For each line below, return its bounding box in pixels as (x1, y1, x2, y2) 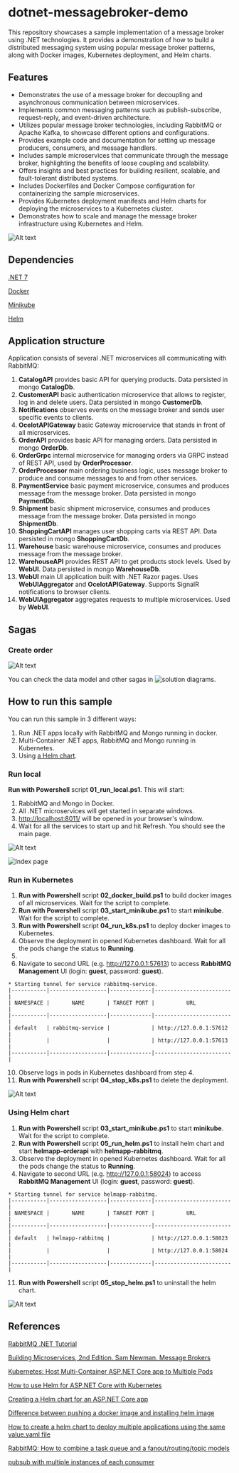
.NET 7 (8, 273, 28, 281)
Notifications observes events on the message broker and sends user (18, 406, 225, 414)
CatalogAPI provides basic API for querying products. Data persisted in (18, 376, 228, 384)
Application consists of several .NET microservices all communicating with (8, 354, 227, 363)
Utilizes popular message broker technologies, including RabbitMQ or (18, 121, 223, 129)
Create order (8, 645, 53, 655)
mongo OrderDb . (18, 443, 69, 452)
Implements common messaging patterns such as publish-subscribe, (18, 105, 222, 114)
